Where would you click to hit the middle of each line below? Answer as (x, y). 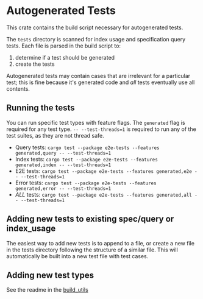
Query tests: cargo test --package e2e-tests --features (87, 147)
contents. (18, 88)
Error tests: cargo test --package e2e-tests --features (86, 183)
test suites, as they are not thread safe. (55, 135)
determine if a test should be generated (65, 57)
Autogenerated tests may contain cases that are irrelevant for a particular (98, 76)
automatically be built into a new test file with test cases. (77, 256)
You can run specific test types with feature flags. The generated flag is (96, 122)
